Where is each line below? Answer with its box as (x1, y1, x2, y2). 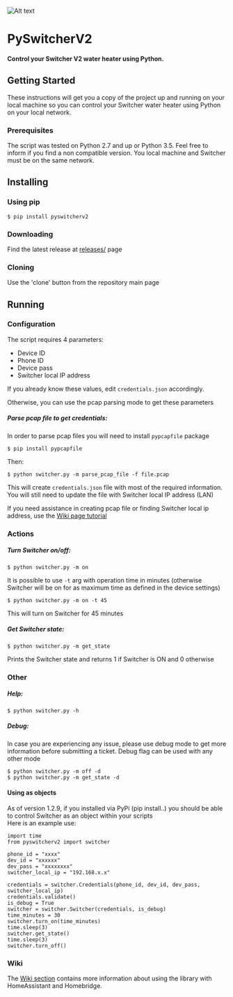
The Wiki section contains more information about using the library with (7, 974, 212, 983)
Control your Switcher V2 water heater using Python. (7, 54, 164, 63)
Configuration (7, 320, 56, 329)
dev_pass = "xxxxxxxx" (7, 862, 73, 870)
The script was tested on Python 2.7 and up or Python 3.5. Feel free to (7, 141, 209, 149)
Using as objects (7, 788, 57, 797)
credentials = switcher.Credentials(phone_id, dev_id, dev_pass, (7, 881, 200, 888)
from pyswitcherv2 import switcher (7, 838, 111, 846)
